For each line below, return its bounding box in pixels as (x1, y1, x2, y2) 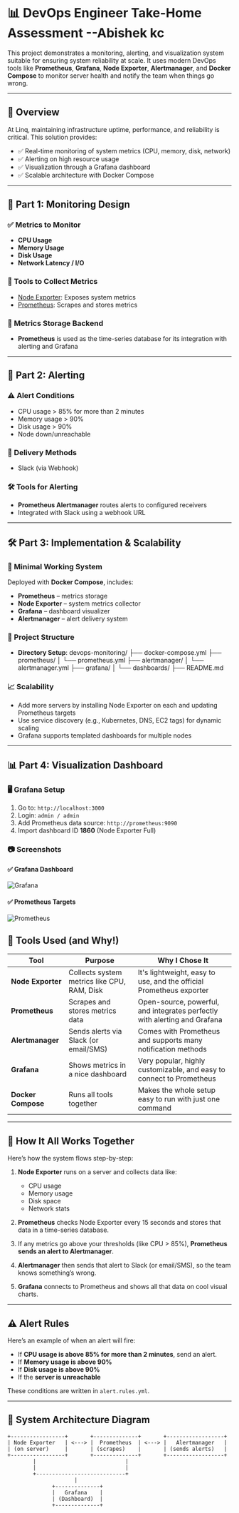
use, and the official (137, 977, 204, 987)
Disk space (28, 1197, 62, 1206)
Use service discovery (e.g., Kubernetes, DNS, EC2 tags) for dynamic (17, 715, 222, 724)
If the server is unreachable (17, 1373, 101, 1382)
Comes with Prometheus (137, 1027, 221, 1036)
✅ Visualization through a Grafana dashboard (17, 163, 151, 171)
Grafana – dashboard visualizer (17, 607, 110, 615)
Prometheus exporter (137, 985, 209, 995)
